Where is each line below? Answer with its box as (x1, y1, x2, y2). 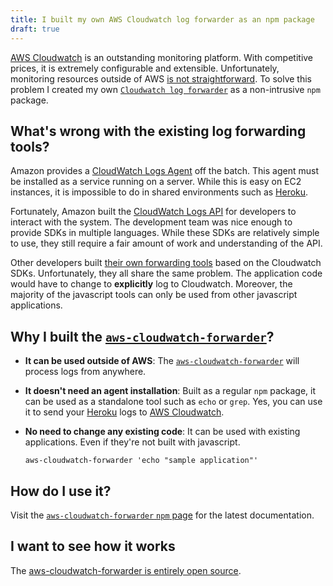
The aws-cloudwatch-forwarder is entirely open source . (10, 564, 242, 576)
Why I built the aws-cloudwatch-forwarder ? (10, 328, 275, 345)
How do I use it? (10, 482, 112, 500)
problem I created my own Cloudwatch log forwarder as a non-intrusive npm (10, 83, 321, 95)
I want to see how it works (10, 538, 176, 555)
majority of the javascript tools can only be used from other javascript (10, 289, 298, 301)
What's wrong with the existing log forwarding (10, 122, 307, 140)
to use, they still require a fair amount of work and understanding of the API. (10, 237, 323, 250)
